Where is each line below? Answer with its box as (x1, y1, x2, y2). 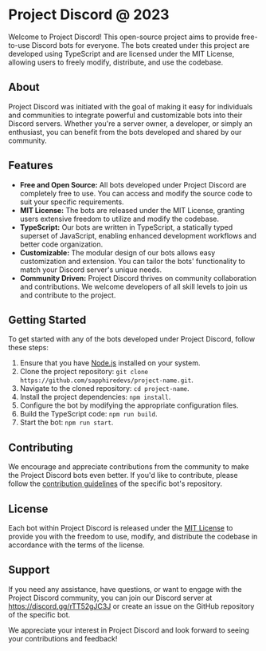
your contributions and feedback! (8, 633, 118, 643)
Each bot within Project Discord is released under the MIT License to (8, 523, 233, 532)
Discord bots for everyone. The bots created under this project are (31, 40, 250, 49)
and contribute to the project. (19, 290, 116, 300)
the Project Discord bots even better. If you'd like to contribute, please (8, 471, 238, 480)
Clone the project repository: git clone (19, 367, 149, 377)
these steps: (8, 343, 49, 353)
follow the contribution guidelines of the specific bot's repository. (8, 479, 223, 488)
